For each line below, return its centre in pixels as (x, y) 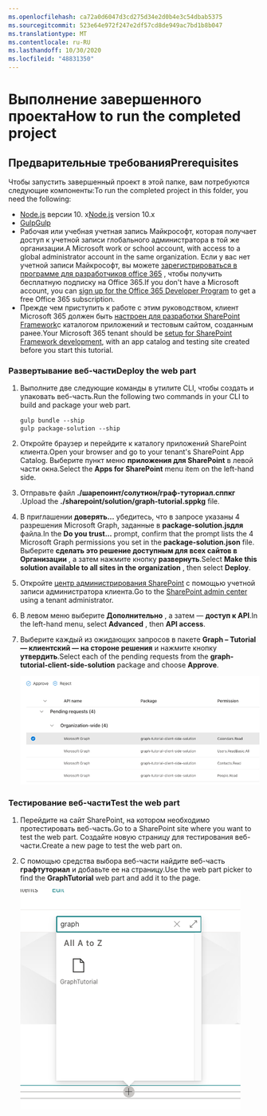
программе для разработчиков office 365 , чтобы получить (121, 274)
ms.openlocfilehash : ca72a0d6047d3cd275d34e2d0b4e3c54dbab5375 (116, 17)
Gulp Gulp (35, 223)
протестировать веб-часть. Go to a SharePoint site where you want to (135, 829)
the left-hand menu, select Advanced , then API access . (112, 624)
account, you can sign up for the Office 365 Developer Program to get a (138, 291)
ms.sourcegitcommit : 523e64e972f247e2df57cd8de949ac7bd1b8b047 (116, 25)
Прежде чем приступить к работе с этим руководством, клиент (129, 308)
